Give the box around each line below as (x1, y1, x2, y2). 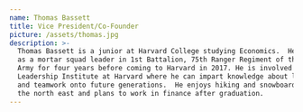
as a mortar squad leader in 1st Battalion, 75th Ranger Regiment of (17, 55, 284, 64)
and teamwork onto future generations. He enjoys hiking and (17, 80, 256, 89)
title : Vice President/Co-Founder (9, 22, 140, 31)
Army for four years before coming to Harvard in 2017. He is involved (17, 64, 293, 73)
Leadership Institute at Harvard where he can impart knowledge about (17, 72, 289, 81)
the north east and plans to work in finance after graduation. (17, 89, 264, 98)
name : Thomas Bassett (9, 13, 91, 23)
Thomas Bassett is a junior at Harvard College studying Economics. (17, 47, 280, 56)
